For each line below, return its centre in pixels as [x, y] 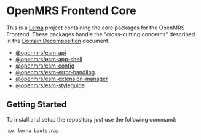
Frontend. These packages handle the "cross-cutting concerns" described [101, 34]
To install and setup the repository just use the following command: [91, 119]
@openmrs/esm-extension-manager [61, 79]
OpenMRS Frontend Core [71, 11]
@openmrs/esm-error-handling [55, 72]
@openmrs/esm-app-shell [49, 59]
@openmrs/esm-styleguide [50, 85]
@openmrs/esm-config [45, 66]
